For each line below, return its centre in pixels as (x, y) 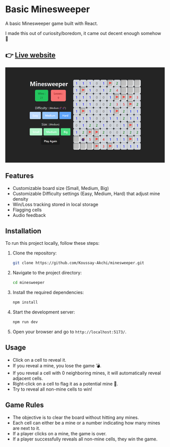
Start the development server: (44, 312)
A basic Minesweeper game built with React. (52, 23)
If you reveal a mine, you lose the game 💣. (57, 365)
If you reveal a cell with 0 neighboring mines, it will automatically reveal (87, 373)
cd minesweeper (29, 283)
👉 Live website (30, 55)
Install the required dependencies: (48, 293)
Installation (23, 231)
